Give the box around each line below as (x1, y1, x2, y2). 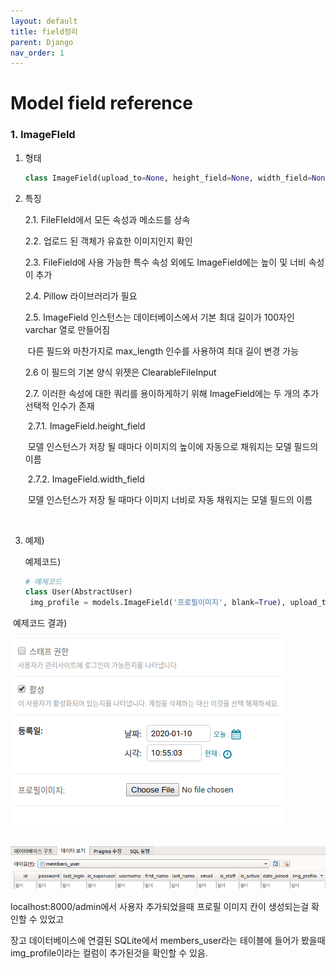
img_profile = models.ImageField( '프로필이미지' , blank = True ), (29, 598, 287, 608)
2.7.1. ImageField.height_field (27, 420, 146, 432)
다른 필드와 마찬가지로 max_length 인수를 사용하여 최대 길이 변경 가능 (27, 345, 300, 357)
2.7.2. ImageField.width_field (27, 473, 145, 485)
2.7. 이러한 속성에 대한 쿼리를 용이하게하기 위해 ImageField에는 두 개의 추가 (24, 387, 320, 399)
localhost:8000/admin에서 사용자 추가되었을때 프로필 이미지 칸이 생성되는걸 (10, 900, 310, 912)
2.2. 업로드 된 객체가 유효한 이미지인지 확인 (24, 235, 193, 247)
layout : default (10, 16, 78, 26)
